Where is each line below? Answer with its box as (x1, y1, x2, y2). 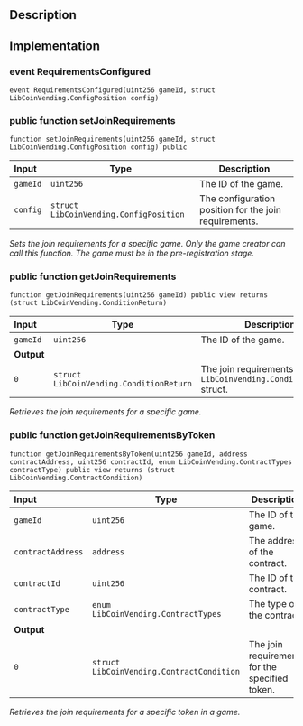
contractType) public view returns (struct (9, 465, 176, 474)
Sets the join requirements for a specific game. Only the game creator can (9, 238, 286, 249)
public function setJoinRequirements (9, 114, 176, 126)
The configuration (199, 192, 276, 205)
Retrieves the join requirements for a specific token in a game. (9, 706, 241, 717)
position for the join (199, 204, 282, 217)
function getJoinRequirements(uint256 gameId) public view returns (9, 291, 269, 300)
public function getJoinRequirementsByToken (9, 429, 216, 442)
